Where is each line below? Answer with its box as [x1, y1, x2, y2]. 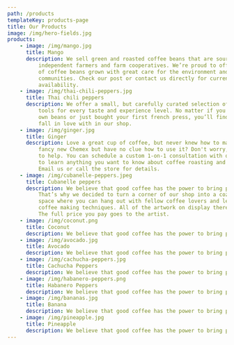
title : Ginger [25, 133, 68, 140]
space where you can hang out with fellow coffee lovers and [38, 198, 219, 205]
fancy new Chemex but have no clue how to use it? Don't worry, [38, 146, 229, 153]
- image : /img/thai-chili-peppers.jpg [19, 88, 132, 95]
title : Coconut [25, 223, 70, 230]
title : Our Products [7, 23, 68, 30]
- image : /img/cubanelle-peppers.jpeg [19, 172, 132, 179]
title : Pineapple [25, 321, 77, 328]
